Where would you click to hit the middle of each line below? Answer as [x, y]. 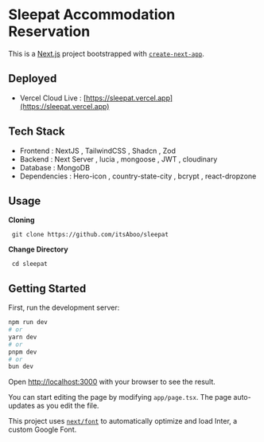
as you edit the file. [68, 406]
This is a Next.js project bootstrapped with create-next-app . [107, 53]
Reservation [49, 31]
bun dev [21, 367]
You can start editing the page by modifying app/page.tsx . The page [120, 397]
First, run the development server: [64, 307]
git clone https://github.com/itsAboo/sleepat [90, 235]
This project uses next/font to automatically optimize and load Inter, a [123, 421]
